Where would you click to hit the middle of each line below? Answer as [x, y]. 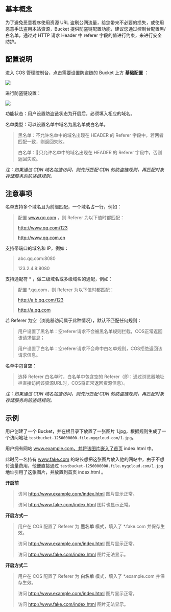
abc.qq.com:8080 [37, 258]
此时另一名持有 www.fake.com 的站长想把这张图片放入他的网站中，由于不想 [85, 459]
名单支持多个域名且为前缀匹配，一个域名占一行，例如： [63, 207]
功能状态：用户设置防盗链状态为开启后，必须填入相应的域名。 [70, 113]
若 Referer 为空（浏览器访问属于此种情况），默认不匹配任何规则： [74, 320]
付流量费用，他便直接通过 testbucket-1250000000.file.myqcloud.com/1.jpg [84, 466]
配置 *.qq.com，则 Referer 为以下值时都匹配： [66, 290]
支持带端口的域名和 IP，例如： [37, 248]
